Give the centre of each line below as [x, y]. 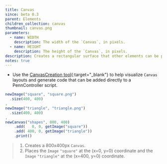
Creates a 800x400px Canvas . [55, 145]
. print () [23, 136]
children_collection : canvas [35, 24]
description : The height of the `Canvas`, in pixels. [71, 51]
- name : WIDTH [24, 38]
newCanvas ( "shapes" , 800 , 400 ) [38, 122]
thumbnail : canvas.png [29, 28]
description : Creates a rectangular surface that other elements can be [82, 56]
